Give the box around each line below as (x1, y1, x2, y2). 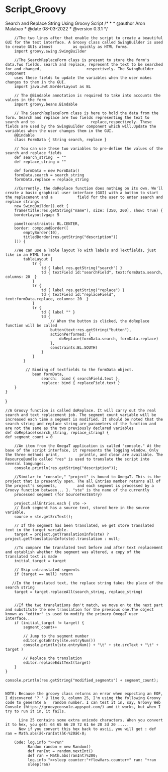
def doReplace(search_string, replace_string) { (5, 430, 109, 435)
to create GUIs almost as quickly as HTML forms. (5, 44, 129, 49)
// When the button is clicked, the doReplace (50, 319, 150, 324)
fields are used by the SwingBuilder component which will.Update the (5, 124, 156, 129)
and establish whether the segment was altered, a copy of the (5, 550, 141, 555)
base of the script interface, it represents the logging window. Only (5, 447, 158, 453)
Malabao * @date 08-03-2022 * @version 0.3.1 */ (5, 25, 108, 31)
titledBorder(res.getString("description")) (23, 234, 118, 240)
